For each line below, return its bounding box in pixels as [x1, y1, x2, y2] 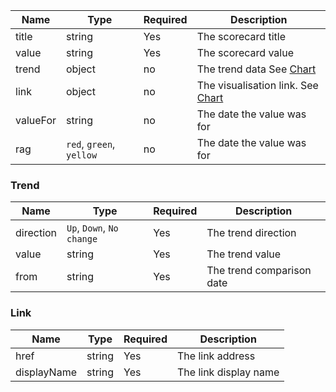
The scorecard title [196, 30, 286, 43]
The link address [176, 349, 256, 363]
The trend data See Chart [196, 62, 317, 76]
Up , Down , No [66, 221, 119, 235]
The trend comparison [206, 264, 312, 278]
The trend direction [206, 226, 297, 240]
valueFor [15, 114, 57, 127]
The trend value [206, 247, 282, 261]
